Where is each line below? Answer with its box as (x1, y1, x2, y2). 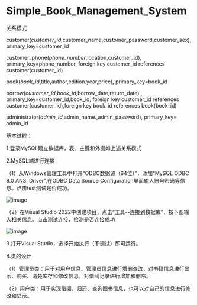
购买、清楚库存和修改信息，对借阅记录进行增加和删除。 (16, 272, 151, 279)
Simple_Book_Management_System (6, 4, 187, 18)
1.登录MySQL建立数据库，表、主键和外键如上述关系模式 (6, 144, 142, 151)
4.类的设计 (6, 252, 32, 259)
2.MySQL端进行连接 (6, 157, 55, 164)
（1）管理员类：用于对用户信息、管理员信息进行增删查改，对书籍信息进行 (6, 265, 185, 272)
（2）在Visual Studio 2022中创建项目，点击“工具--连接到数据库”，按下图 (6, 208, 185, 215)
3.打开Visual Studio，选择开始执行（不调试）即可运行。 (6, 239, 141, 246)
